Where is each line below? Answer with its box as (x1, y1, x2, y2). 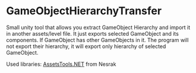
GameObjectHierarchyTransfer (6, 4, 162, 18)
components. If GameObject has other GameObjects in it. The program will (6, 36, 189, 43)
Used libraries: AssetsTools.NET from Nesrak (6, 61, 116, 68)
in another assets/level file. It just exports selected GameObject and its (6, 30, 179, 37)
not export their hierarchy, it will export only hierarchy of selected (6, 43, 166, 50)
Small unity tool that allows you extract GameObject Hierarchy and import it (6, 24, 191, 31)
